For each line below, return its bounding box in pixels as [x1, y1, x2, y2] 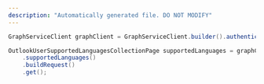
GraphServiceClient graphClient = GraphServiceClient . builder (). [8, 33, 226, 40]
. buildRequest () [22, 61, 76, 69]
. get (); [22, 68, 47, 76]
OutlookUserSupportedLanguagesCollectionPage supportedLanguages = [8, 47, 234, 54]
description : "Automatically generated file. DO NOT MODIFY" [8, 11, 213, 19]
